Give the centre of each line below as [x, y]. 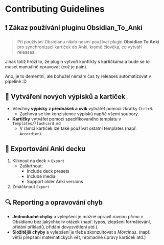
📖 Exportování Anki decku [45, 149]
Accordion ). [31, 133]
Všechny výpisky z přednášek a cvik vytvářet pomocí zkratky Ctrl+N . [82, 108]
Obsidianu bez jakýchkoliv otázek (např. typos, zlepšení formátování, [82, 222]
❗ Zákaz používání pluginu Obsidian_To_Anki [74, 28]
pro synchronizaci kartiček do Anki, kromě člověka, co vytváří [79, 47]
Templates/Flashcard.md [36, 123]
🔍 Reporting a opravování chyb [54, 203]
